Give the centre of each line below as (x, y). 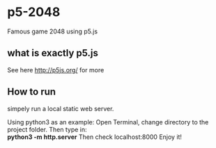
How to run (32, 92)
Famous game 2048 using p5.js (53, 31)
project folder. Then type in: (47, 129)
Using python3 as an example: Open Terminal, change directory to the (108, 122)
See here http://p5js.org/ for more (56, 69)
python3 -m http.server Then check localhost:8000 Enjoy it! (95, 137)
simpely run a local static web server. (61, 108)
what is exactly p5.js (53, 53)
